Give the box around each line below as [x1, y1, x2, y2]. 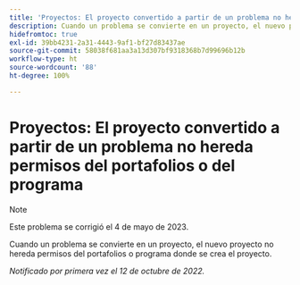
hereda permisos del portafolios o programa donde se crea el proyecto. [9, 247, 272, 259]
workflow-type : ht [9, 54, 78, 63]
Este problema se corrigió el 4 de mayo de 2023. [9, 221, 189, 232]
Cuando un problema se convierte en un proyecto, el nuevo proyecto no [9, 239, 274, 249]
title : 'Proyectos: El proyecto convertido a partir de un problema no [9, 13, 281, 22]
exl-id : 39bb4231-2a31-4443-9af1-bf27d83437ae [9, 38, 186, 47]
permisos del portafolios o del [9, 155, 236, 175]
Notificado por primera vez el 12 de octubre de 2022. [9, 265, 205, 276]
